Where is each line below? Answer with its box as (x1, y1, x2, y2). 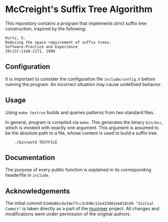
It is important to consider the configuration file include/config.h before (5, 76, 155, 82)
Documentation (5, 153, 55, 162)
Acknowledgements (5, 187, 70, 195)
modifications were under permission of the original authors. (5, 211, 131, 217)
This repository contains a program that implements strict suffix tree (5, 20, 147, 26)
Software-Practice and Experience (5, 44, 78, 49)
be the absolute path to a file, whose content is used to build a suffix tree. (5, 130, 158, 136)
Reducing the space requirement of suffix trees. (5, 39, 112, 45)
